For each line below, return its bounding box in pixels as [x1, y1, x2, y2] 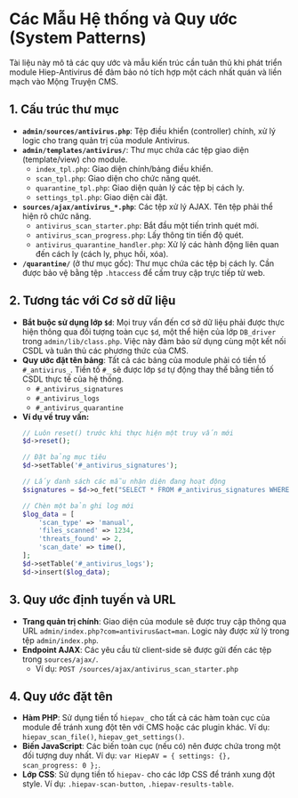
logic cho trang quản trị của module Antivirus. [21, 134, 190, 146]
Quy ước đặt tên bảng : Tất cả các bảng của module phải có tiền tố [21, 354, 267, 365]
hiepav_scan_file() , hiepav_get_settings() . [21, 731, 185, 742]
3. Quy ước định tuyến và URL [9, 592, 176, 608]
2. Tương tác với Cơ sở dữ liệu [9, 294, 176, 309]
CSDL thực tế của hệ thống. [21, 374, 125, 384]
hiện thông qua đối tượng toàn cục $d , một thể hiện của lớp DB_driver [21, 326, 277, 337]
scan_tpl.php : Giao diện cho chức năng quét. [35, 173, 201, 183]
